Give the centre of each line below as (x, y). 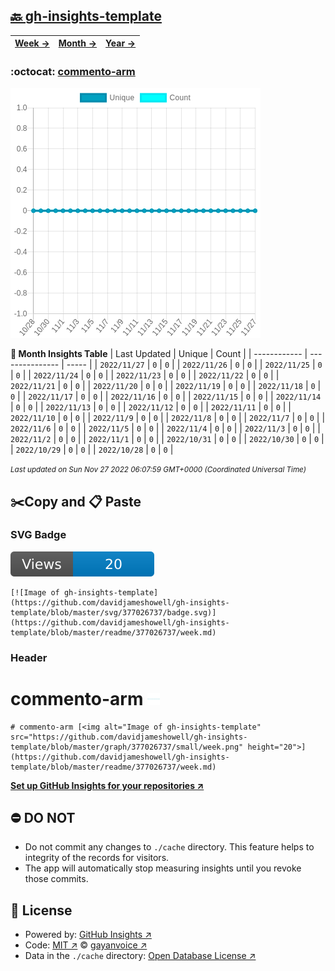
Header (29, 657)
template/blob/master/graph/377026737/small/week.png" (127, 747)
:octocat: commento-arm (73, 71)
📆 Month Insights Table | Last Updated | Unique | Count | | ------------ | (159, 354)
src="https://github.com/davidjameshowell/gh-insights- (129, 737)
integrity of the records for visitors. (97, 858)
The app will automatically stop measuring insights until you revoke (163, 868)
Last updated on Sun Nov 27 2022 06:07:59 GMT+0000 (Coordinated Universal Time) (158, 470)
